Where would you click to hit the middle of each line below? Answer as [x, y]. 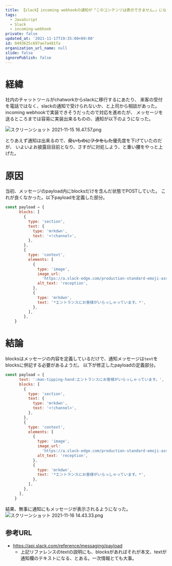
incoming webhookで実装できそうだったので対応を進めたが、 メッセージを [84, 113]
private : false [21, 34]
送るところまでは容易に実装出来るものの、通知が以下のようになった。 [79, 119]
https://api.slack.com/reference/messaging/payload [68, 546]
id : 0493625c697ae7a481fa [33, 43]
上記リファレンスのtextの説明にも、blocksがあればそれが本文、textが [93, 552]
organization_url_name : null [36, 48]
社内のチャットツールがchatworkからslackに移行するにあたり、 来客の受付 [84, 100]
